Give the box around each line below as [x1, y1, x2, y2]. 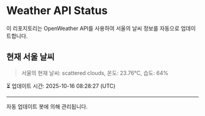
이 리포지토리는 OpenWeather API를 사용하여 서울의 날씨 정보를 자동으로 [6, 24, 180, 32]
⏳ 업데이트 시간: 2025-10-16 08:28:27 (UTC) [6, 82, 116, 89]
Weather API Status [6, 4, 108, 18]
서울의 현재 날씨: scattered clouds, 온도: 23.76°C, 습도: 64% [21, 69, 169, 76]
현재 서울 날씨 [6, 52, 55, 62]
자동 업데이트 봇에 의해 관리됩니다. [6, 103, 88, 110]
